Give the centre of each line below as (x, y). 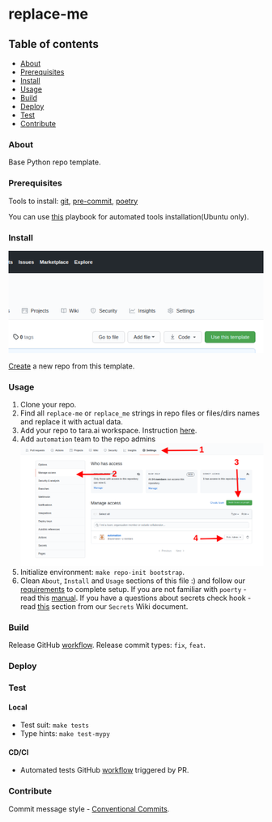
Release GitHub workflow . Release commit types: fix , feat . (107, 645)
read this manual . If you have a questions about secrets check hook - (136, 598)
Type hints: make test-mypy (65, 734)
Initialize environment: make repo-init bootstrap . (102, 572)
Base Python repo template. (55, 162)
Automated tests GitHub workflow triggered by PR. (104, 770)
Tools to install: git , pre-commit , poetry (73, 201)
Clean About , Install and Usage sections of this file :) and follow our (132, 581)
